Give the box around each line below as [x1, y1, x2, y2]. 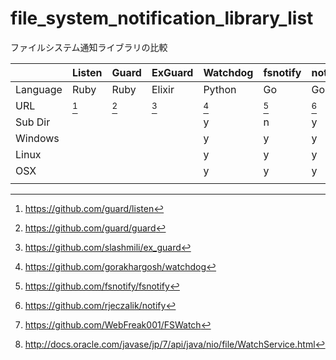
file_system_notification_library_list [10, 7, 314, 30]
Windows [15, 131, 60, 145]
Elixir [151, 82, 175, 96]
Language [15, 82, 63, 96]
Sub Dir [15, 115, 51, 129]
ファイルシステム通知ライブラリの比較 [10, 41, 168, 53]
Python [203, 82, 237, 96]
